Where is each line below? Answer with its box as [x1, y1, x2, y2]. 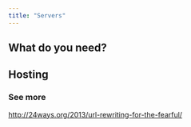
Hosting [8, 68, 50, 82]
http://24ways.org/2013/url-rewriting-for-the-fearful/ [8, 110, 182, 119]
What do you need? [8, 41, 108, 55]
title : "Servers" [8, 11, 66, 20]
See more [8, 92, 46, 103]
